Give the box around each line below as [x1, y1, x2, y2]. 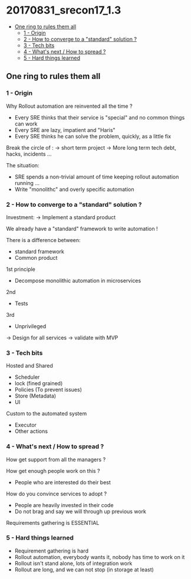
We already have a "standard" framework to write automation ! [6, 225, 158, 232]
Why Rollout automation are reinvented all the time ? [6, 102, 133, 110]
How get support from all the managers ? [6, 456, 106, 463]
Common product [14, 254, 58, 261]
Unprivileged [14, 322, 46, 330]
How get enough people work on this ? [6, 467, 100, 474]
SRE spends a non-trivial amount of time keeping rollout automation [14, 173, 179, 180]
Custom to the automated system [6, 410, 87, 417]
